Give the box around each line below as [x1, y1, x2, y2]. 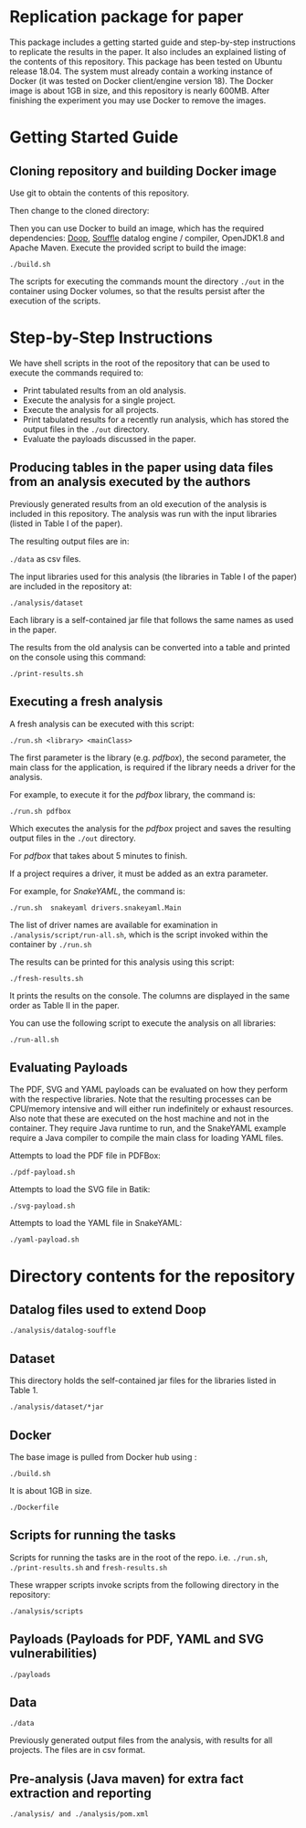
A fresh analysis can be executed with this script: [9, 718, 195, 729]
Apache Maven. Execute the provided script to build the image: [9, 242, 247, 253]
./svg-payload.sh [9, 1201, 76, 1211]
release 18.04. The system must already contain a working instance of [9, 66, 273, 77]
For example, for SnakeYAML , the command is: [9, 885, 185, 896]
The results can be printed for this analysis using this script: [9, 956, 235, 967]
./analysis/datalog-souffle [9, 1326, 117, 1336]
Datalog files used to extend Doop [9, 1302, 207, 1317]
